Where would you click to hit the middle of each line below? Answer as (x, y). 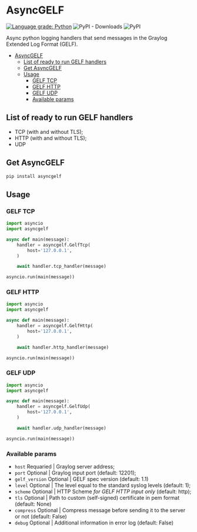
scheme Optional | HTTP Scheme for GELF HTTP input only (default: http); (103, 491)
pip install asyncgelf (34, 176)
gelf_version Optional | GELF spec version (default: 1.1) (81, 479)
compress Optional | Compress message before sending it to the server (100, 510)
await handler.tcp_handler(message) (62, 267)
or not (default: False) (41, 517)
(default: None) (33, 504)
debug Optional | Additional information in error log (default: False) (94, 523)
